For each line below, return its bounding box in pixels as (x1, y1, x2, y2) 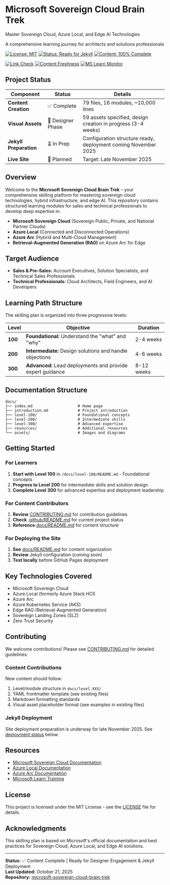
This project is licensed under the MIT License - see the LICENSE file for (5, 804, 156, 810)
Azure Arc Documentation (12, 770, 67, 776)
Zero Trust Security (12, 618, 53, 624)
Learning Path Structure (5, 298, 82, 307)
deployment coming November (82, 141, 156, 148)
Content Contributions (5, 664, 62, 671)
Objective (66, 324, 90, 331)
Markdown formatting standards (12, 696, 80, 703)
